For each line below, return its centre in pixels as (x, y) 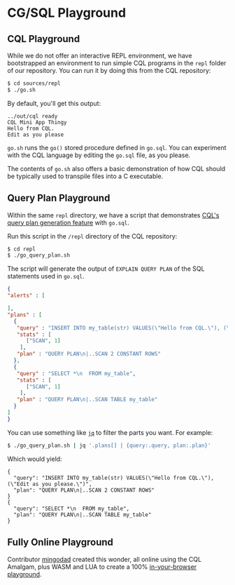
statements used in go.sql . (46, 276)
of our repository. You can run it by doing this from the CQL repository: (109, 70)
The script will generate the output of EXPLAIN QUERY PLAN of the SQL (106, 269)
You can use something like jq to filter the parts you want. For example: (110, 432)
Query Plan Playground (59, 198)
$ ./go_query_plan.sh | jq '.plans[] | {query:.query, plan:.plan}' (109, 445)
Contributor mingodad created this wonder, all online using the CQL (104, 559)
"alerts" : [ (26, 296)
